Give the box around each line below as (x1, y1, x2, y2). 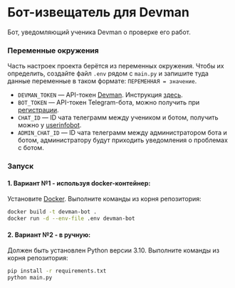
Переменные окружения (7, 46, 99, 55)
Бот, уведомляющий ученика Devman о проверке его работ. (7, 28, 191, 36)
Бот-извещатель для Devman (7, 4, 190, 21)
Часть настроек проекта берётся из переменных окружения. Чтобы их (7, 62, 224, 70)
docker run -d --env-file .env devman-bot (7, 215, 135, 223)
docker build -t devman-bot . (7, 208, 98, 215)
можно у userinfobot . (17, 121, 82, 129)
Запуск (7, 161, 34, 171)
